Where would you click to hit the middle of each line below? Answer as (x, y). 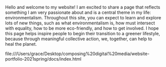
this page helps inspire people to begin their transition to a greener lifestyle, (83, 33)
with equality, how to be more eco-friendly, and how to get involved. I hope (82, 28)
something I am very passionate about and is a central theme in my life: (78, 12)
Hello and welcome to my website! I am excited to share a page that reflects (83, 7)
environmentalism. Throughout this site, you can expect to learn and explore (83, 18)
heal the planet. (21, 44)
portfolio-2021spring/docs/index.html (43, 59)
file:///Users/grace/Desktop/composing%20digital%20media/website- (78, 54)
